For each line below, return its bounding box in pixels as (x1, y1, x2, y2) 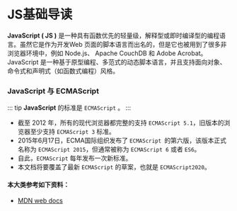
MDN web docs (17, 196, 64, 205)
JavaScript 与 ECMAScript (7, 86, 99, 96)
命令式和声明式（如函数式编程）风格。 (7, 67, 119, 75)
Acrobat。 (177, 49, 207, 57)
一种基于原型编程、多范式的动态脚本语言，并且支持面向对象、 (46, 57, 226, 66)
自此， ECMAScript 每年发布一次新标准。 (17, 154, 132, 163)
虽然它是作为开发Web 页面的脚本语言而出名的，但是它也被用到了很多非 (19, 40, 227, 48)
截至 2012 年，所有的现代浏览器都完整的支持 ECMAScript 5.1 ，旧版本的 (17, 118, 224, 127)
